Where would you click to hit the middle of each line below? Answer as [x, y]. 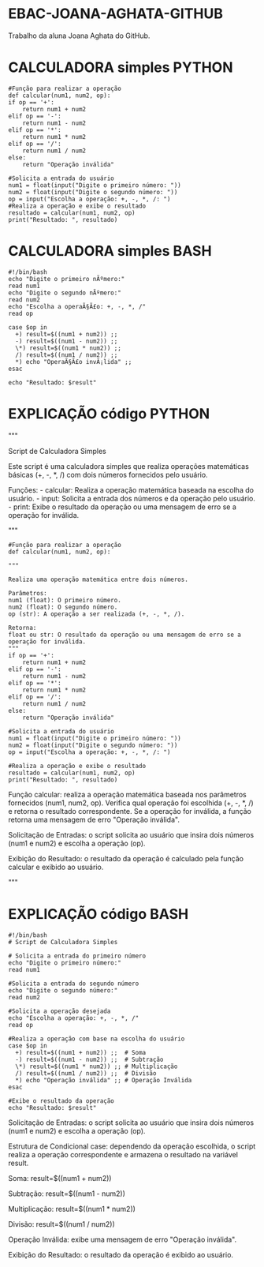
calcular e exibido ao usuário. [56, 867]
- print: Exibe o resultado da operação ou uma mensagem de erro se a [122, 507]
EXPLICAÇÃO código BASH [99, 914]
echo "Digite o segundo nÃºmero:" [65, 293]
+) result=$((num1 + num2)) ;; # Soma [81, 1052]
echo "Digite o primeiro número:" [65, 963]
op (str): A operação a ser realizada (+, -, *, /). [97, 614]
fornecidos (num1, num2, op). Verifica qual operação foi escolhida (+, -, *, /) [131, 803]
